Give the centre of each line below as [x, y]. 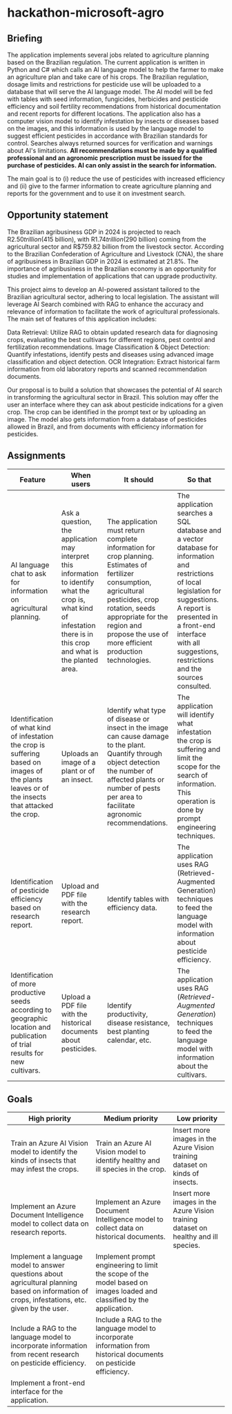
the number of [130, 771]
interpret [75, 556]
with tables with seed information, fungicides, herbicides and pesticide [108, 99]
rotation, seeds [131, 608]
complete [122, 539]
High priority [50, 1118]
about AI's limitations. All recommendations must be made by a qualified [112, 151]
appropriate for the [137, 616]
